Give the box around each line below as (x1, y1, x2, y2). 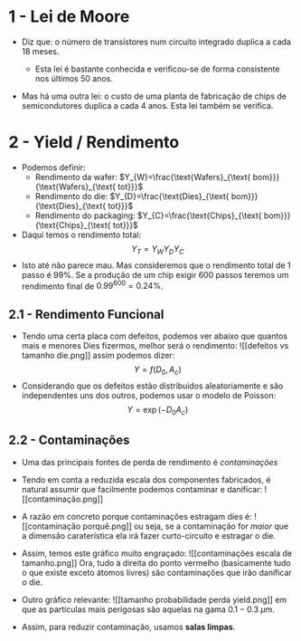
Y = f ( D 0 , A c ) (134, 364, 182, 377)
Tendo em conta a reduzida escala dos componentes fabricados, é (21, 474, 271, 485)
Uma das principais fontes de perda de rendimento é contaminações (21, 456, 278, 467)
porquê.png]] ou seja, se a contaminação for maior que (82, 521, 289, 531)
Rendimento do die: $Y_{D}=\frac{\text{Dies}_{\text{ (34, 190, 230, 201)
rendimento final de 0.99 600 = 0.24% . (21, 279, 164, 292)
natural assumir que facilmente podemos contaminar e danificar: (21, 483, 263, 494)
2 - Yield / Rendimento (8, 132, 180, 153)
